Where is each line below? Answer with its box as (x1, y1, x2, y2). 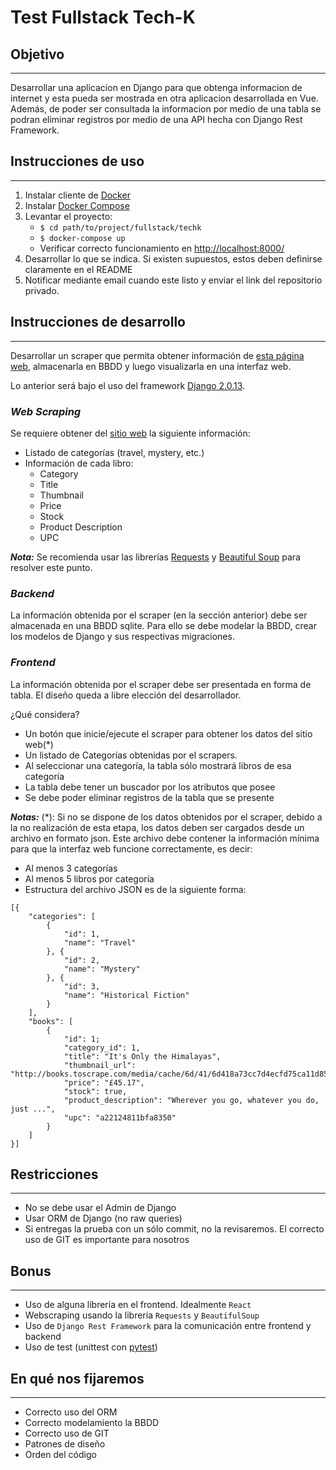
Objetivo (10, 46, 65, 63)
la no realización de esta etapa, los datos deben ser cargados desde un (10, 821, 305, 833)
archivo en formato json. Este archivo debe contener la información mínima (10, 832, 320, 844)
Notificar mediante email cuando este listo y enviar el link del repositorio (24, 274, 323, 286)
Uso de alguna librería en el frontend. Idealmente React (24, 1299, 252, 1311)
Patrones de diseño (24, 1437, 106, 1450)
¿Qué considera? (10, 708, 80, 720)
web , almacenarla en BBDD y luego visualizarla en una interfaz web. (10, 360, 292, 372)
